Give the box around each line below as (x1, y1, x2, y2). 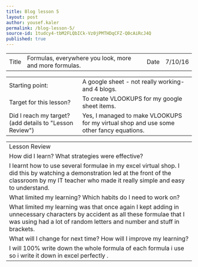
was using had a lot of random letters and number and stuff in (9, 217, 180, 226)
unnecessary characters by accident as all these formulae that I (9, 210, 185, 218)
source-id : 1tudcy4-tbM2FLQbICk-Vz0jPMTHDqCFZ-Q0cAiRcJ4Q (6, 31, 151, 37)
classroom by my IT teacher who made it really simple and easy (9, 176, 185, 184)
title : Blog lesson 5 (6, 8, 60, 15)
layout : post (6, 14, 38, 20)
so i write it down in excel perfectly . (9, 252, 109, 259)
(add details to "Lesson (9, 119, 74, 127)
